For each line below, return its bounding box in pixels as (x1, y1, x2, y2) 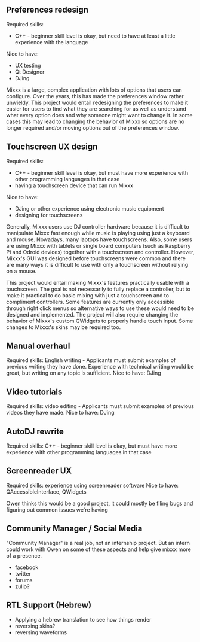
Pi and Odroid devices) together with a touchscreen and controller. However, (6, 248, 195, 255)
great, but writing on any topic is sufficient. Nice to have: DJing (6, 369, 161, 376)
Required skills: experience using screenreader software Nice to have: (6, 482, 179, 489)
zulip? (14, 583, 30, 590)
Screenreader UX (6, 466, 72, 476)
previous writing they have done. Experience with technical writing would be (6, 363, 194, 370)
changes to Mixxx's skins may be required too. (6, 323, 121, 331)
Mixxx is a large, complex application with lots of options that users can (6, 86, 182, 93)
